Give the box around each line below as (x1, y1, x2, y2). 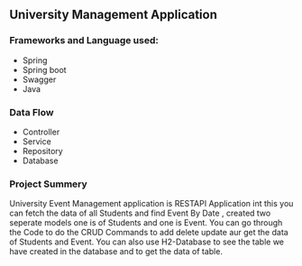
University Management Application (9, 7, 218, 23)
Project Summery (9, 178, 87, 190)
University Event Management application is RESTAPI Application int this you (9, 198, 294, 209)
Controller (22, 126, 60, 137)
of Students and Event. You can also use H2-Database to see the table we (9, 236, 284, 247)
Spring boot (22, 64, 67, 75)
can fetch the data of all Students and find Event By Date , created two (9, 207, 271, 219)
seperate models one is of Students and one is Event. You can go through (9, 217, 283, 228)
